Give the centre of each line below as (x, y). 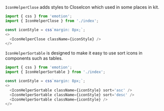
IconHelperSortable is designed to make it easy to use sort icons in (74, 53)
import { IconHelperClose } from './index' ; (52, 21)
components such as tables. (34, 58)
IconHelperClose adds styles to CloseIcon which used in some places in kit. (82, 7)
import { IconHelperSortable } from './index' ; (55, 72)
